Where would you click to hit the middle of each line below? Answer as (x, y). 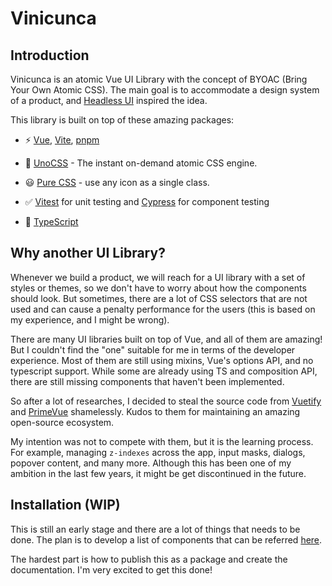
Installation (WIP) (65, 505)
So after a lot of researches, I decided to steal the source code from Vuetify (166, 401)
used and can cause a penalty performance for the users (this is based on (163, 309)
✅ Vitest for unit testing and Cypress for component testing (147, 201)
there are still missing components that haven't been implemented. (147, 381)
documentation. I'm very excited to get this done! (111, 569)
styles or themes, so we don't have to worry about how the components (158, 288)
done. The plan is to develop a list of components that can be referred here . (166, 539)
